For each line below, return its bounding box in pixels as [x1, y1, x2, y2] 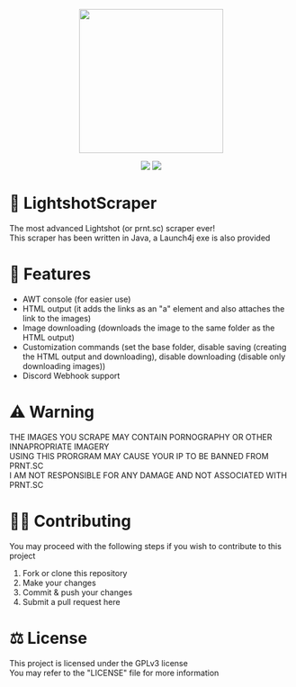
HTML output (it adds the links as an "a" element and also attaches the [22, 303, 285, 314]
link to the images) [22, 312, 92, 323]
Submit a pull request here [22, 596, 121, 607]
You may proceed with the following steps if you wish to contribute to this [9, 540, 282, 551]
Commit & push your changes [22, 586, 133, 598]
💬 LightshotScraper [9, 194, 157, 213]
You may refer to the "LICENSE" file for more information [9, 667, 220, 678]
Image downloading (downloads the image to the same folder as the [22, 322, 275, 333]
